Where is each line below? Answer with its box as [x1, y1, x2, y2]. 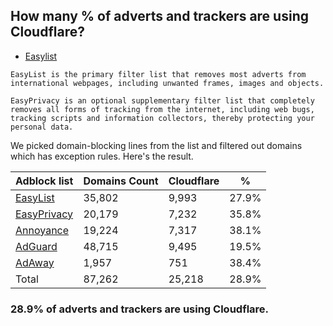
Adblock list [15, 174, 74, 188]
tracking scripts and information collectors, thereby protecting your [10, 113, 315, 123]
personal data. [10, 122, 74, 132]
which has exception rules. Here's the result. [10, 150, 194, 162]
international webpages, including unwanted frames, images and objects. [10, 78, 325, 88]
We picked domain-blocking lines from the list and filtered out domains [10, 139, 303, 151]
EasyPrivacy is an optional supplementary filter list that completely [10, 95, 315, 106]
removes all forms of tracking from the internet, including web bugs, [10, 104, 315, 114]
